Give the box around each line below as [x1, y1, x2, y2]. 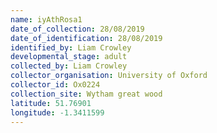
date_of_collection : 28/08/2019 [10, 24, 145, 34]
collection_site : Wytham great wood [10, 89, 163, 99]
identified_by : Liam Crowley [10, 42, 132, 53]
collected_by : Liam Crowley [10, 61, 128, 71]
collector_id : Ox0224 [10, 80, 101, 90]
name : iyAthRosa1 [10, 14, 83, 25]
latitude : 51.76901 [10, 98, 92, 108]
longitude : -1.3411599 [10, 107, 105, 118]
